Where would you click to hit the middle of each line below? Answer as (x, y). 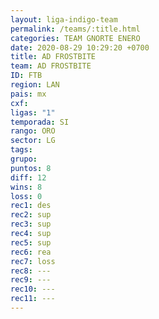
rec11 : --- (33, 299)
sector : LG (33, 141)
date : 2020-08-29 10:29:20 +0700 (80, 47)
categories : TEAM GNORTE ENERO (75, 38)
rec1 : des (31, 206)
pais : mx (28, 94)
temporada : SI (40, 122)
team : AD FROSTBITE (51, 66)
